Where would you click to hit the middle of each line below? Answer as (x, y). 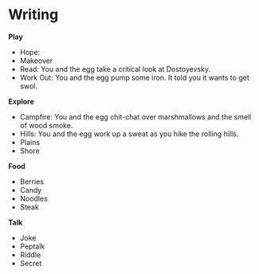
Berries (31, 182)
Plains (30, 142)
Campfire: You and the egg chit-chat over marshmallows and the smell (135, 116)
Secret (31, 263)
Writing (33, 15)
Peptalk (32, 246)
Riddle (30, 254)
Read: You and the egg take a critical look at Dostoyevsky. (115, 68)
